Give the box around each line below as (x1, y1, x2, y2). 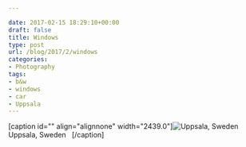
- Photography (8, 63, 56, 72)
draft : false (8, 25, 52, 34)
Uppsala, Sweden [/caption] (8, 130, 105, 140)
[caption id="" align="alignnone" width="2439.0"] (8, 122, 173, 131)
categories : (8, 56, 48, 64)
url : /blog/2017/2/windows (8, 48, 98, 56)
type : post (8, 41, 45, 48)
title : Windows (8, 33, 59, 41)
